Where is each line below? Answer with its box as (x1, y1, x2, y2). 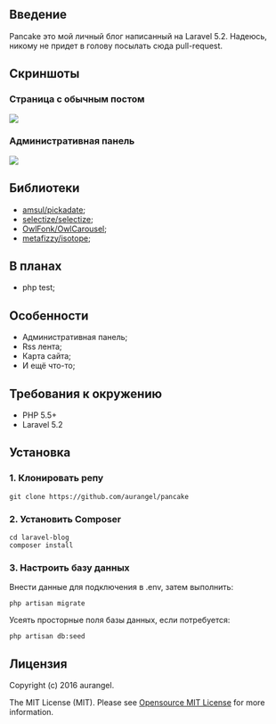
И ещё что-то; (21, 361, 76, 371)
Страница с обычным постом (9, 93, 145, 105)
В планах (9, 259, 62, 273)
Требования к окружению (9, 386, 163, 401)
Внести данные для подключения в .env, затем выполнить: (9, 582, 234, 593)
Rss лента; (21, 341, 62, 352)
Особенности (9, 308, 89, 323)
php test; (21, 282, 55, 293)
